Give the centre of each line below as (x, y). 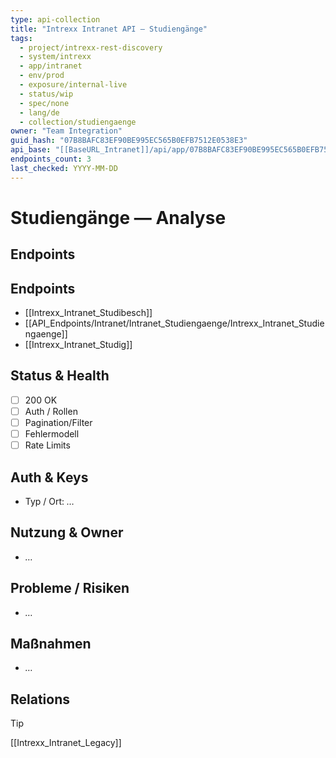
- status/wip (46, 94)
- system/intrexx (55, 57)
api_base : (31, 150)
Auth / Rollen (51, 411)
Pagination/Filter (58, 422)
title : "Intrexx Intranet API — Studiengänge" (109, 29)
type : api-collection (55, 19)
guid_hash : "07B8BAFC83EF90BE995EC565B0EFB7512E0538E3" (129, 141)
